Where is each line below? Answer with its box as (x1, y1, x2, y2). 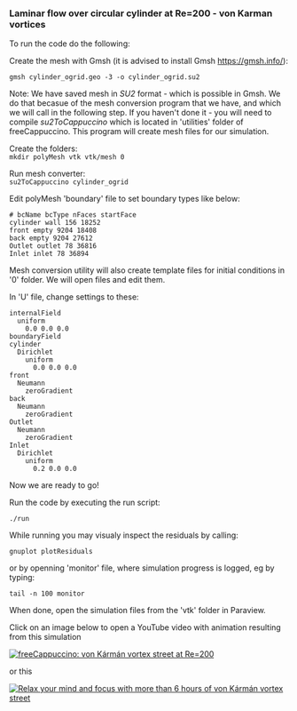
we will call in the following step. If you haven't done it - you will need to (9, 108, 272, 118)
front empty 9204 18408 (9, 226, 98, 236)
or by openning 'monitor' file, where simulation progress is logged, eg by (9, 563, 275, 573)
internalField (9, 309, 62, 318)
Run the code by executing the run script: (9, 497, 161, 508)
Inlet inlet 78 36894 (9, 250, 90, 259)
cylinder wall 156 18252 (9, 219, 101, 228)
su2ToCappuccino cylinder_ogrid (9, 178, 129, 187)
